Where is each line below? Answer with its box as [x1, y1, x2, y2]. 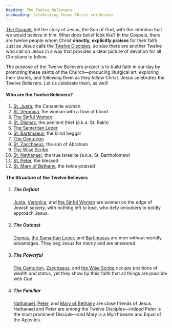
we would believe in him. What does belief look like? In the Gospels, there [6, 32, 161, 38]
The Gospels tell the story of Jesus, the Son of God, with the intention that [6, 26, 163, 32]
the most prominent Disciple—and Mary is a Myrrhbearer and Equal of [13, 311, 162, 318]
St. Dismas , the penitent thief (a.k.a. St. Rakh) [13, 119, 109, 126]
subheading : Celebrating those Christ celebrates [6, 12, 114, 17]
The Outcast [13, 221, 40, 228]
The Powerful [13, 252, 43, 258]
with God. [13, 276, 34, 282]
